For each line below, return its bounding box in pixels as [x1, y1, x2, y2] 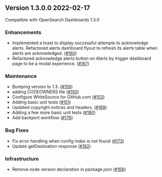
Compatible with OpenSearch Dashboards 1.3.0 [5, 17, 99, 22]
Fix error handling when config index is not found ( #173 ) [12, 138, 125, 144]
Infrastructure [5, 155, 39, 162]
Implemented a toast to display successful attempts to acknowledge [12, 40, 148, 46]
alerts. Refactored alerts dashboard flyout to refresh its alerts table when [12, 45, 158, 51]
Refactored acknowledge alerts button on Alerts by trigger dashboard [12, 55, 151, 61]
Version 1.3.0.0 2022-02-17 [5, 4, 91, 12]
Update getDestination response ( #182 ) [12, 143, 91, 149]
